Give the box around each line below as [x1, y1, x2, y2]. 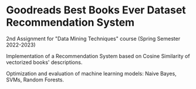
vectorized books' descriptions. [6, 59, 83, 66]
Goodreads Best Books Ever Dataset [6, 3, 186, 17]
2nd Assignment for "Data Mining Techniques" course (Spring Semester [6, 35, 181, 42]
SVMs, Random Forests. [6, 76, 65, 83]
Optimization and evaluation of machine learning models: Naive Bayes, [6, 70, 177, 77]
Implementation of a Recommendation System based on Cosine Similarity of [6, 52, 190, 59]
